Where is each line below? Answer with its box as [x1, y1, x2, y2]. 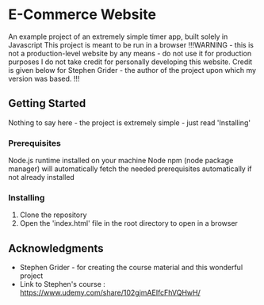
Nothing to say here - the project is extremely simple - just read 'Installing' [8, 117, 251, 128]
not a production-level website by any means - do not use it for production [8, 48, 252, 58]
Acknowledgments [8, 242, 105, 255]
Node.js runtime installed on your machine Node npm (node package [8, 156, 234, 166]
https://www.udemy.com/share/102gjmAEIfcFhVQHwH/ [19, 288, 201, 298]
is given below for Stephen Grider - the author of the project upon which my [8, 65, 256, 74]
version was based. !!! [8, 74, 80, 83]
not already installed [8, 173, 75, 182]
